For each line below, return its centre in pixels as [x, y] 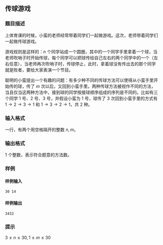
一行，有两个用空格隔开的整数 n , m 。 [42, 130]
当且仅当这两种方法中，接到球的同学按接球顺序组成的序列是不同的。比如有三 [81, 92]
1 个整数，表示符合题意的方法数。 [38, 155]
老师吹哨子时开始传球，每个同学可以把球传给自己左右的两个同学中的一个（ [79, 58]
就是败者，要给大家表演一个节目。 [39, 70]
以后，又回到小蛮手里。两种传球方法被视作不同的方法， [101, 86]
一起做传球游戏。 [22, 41]
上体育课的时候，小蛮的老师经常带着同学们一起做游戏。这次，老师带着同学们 [81, 35]
